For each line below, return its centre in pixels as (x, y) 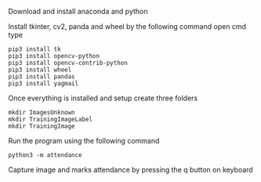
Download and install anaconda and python (78, 11)
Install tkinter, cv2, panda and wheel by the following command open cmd (127, 26)
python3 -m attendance (45, 155)
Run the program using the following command (84, 141)
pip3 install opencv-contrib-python (68, 63)
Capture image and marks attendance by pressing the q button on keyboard (130, 169)
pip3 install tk (34, 49)
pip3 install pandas (42, 77)
